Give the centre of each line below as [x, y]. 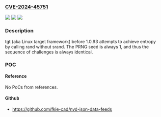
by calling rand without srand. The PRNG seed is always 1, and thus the [77, 47]
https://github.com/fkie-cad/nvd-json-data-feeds [62, 109]
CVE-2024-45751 [27, 7]
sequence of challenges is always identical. [49, 52]
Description [19, 31]
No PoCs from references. [31, 87]
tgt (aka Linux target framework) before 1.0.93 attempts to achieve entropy [80, 41]
